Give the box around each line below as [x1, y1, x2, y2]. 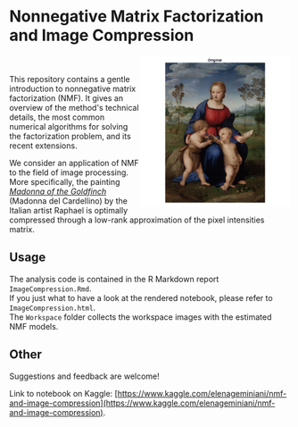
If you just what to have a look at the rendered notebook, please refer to [9, 292, 274, 303]
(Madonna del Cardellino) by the [9, 195, 128, 206]
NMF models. [9, 321, 59, 331]
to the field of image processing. [9, 167, 129, 178]
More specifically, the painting [9, 176, 120, 187]
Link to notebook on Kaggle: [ [9, 388, 118, 398]
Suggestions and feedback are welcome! [9, 371, 161, 381]
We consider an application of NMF [9, 157, 139, 168]
